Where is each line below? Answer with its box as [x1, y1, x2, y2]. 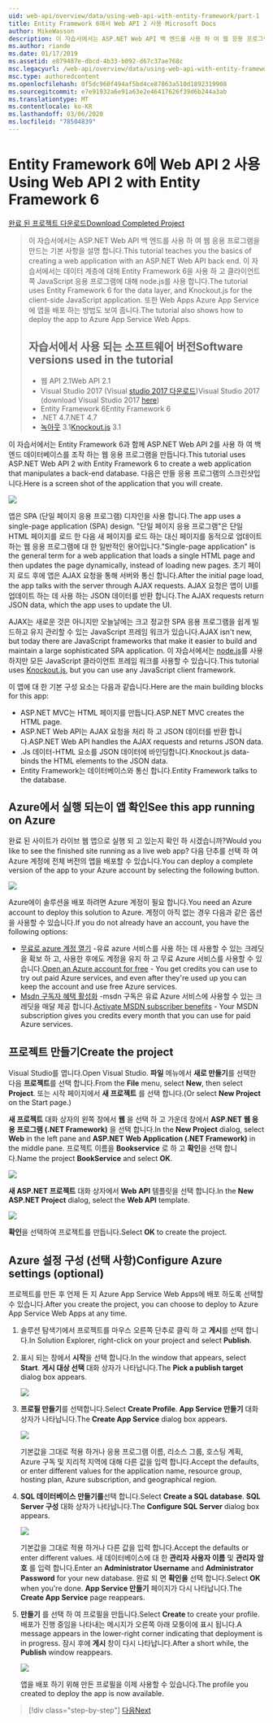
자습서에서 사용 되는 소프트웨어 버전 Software [28, 340, 244, 354]
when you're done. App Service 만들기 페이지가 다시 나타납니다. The [19, 1583, 242, 1594]
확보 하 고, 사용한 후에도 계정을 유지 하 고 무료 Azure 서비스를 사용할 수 [28, 954, 254, 964]
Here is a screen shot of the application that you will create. [23, 478, 223, 488]
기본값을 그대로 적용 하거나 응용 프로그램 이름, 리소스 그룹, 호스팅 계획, [19, 1447, 244, 1456]
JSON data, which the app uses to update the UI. [8, 599, 172, 610]
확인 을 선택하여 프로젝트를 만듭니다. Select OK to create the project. [8, 1227, 227, 1237]
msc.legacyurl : [8, 65, 60, 73]
